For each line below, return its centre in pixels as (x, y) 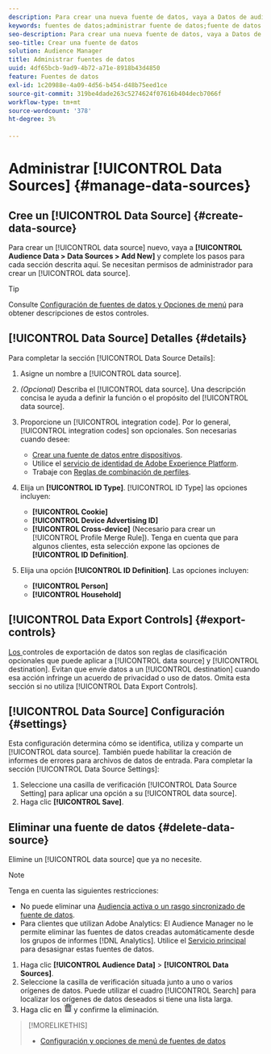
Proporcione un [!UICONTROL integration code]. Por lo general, (125, 422)
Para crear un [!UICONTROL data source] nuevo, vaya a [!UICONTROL (125, 247)
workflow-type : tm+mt (45, 102)
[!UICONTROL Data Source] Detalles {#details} (128, 339)
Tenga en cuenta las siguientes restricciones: (83, 891)
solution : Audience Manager (56, 51)
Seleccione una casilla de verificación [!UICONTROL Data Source (128, 785)
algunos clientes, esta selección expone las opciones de (126, 546)
